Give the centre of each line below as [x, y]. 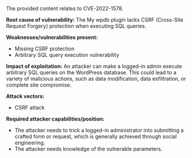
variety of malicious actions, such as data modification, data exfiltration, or [96, 79]
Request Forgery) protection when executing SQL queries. [76, 26]
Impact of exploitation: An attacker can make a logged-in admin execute [94, 66]
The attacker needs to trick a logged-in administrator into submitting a [99, 130]
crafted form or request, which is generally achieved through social [95, 136]
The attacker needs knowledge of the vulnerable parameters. [88, 149]
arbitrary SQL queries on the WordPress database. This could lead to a [91, 72]
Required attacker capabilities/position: [55, 119]
